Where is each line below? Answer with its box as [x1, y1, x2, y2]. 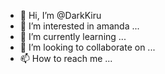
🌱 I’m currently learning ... [19, 31, 127, 42]
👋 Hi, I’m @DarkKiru [19, 10, 102, 21]
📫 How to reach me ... [19, 53, 113, 64]
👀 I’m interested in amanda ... [19, 20, 140, 32]
